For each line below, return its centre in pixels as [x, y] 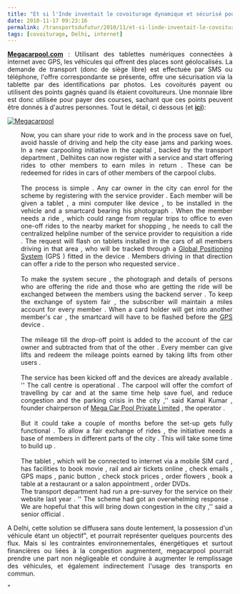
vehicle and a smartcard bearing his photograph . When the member [127, 211]
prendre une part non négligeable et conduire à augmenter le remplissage [120, 558]
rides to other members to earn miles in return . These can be [127, 166]
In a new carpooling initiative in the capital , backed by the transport [127, 150]
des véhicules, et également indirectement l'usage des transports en [120, 566]
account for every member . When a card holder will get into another [127, 309]
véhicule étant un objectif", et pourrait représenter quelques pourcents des [120, 535]
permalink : [24, 27]
